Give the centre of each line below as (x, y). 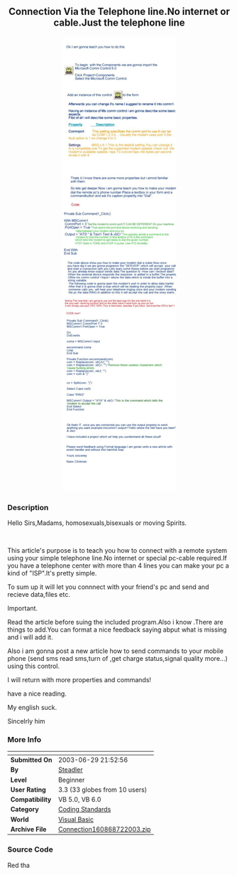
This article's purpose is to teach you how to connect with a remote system (117, 551)
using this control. (34, 666)
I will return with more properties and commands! (79, 680)
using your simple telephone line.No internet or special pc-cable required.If (117, 558)
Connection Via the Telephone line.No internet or (119, 12)
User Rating (28, 790)
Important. (22, 608)
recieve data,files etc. (39, 595)
